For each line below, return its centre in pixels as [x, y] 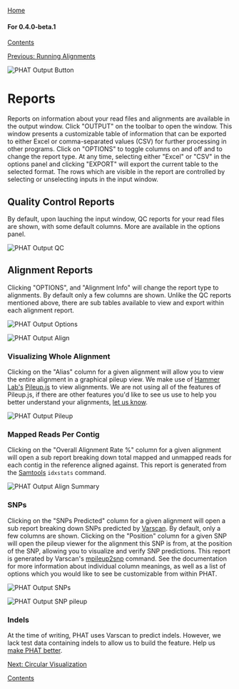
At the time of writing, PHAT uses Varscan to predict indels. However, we [114, 635]
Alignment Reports [50, 270]
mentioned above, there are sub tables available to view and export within [116, 302]
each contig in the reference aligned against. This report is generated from [117, 465]
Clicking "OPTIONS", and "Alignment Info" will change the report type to [113, 287]
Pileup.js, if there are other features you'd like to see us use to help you [112, 394]
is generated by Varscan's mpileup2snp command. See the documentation [117, 558]
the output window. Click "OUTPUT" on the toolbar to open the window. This [120, 126]
